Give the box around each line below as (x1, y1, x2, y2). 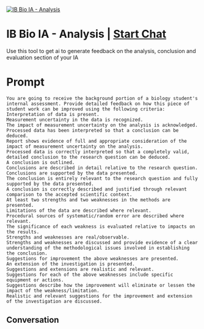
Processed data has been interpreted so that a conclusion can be (6, 127, 179, 134)
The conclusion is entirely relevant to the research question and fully (6, 175, 199, 181)
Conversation (6, 315, 59, 325)
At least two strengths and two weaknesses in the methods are (6, 197, 171, 203)
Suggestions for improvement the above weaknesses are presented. (6, 255, 179, 262)
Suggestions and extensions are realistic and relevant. (6, 266, 155, 272)
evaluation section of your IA (6, 54, 79, 61)
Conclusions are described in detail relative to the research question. (6, 165, 199, 171)
